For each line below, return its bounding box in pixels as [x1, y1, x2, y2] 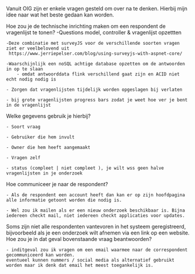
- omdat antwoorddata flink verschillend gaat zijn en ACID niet [16, 71, 180, 77]
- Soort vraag [6, 124, 41, 130]
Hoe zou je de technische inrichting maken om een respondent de [6, 23, 166, 29]
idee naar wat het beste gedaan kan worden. [6, 11, 115, 18]
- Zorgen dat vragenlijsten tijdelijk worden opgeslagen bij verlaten [6, 87, 183, 93]
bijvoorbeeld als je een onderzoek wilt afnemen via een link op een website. [6, 229, 190, 236]
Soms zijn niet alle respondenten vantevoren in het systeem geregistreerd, [6, 223, 186, 230]
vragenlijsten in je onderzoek [6, 170, 83, 176]
